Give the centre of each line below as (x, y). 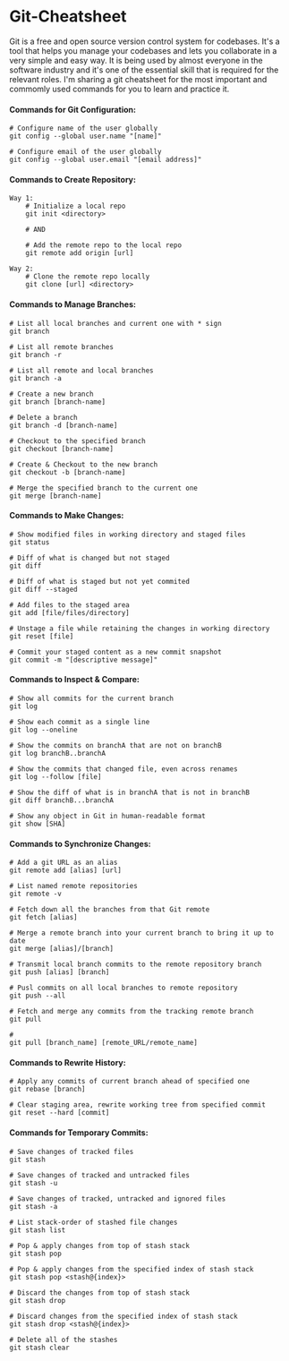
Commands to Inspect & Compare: (75, 680)
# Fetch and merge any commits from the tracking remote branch (132, 1012)
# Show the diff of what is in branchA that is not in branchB (130, 792)
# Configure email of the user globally (86, 152)
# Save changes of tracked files (72, 1151)
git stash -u (34, 1183)
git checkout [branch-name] (62, 449)
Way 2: (21, 269)
